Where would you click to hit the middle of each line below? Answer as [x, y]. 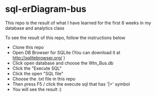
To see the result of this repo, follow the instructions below [65, 38]
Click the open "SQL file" [38, 73]
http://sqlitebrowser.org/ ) [39, 57]
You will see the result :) [37, 89]
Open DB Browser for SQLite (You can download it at [66, 52]
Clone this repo [28, 47]
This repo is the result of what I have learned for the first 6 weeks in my [78, 23]
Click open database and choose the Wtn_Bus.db [63, 63]
